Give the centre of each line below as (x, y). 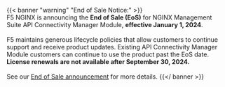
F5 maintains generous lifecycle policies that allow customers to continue (112, 40)
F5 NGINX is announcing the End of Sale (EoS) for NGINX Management (109, 17)
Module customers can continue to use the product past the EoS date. (108, 54)
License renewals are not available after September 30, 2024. (98, 62)
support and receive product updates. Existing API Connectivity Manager (112, 47)
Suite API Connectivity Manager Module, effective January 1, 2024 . (105, 25)
